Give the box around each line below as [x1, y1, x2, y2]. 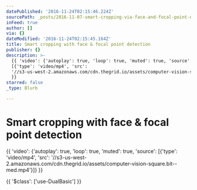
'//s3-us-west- [51, 154, 87, 161]
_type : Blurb [6, 85, 38, 91]
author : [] [6, 25, 33, 31]
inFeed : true [6, 19, 38, 25]
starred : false [6, 80, 43, 86]
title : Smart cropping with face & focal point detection [6, 42, 151, 48]
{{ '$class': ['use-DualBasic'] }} [6, 178, 82, 185]
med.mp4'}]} [6, 166, 38, 174]
